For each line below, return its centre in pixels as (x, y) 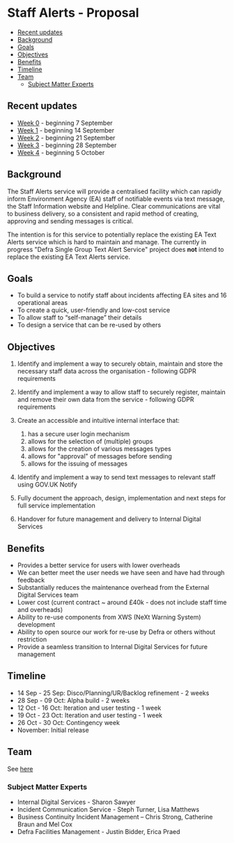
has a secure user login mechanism (79, 434)
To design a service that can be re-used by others (89, 325)
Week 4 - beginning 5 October (61, 152)
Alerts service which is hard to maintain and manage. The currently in (107, 241)
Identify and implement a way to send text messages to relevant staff (116, 477)
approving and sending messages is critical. (70, 221)
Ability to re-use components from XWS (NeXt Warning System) (109, 617)
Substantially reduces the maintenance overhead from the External (113, 587)
